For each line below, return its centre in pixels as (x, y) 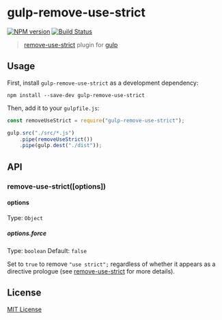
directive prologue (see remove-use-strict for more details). (91, 271)
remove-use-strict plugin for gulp (71, 44)
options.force (27, 233)
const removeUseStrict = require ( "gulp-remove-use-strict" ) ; (96, 120)
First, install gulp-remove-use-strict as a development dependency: (103, 83)
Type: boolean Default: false (47, 250)
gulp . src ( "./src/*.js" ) (41, 133)
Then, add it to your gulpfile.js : (53, 108)
